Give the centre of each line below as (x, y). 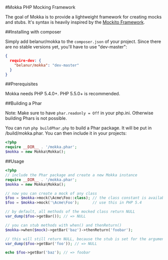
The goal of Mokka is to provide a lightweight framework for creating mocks (83, 17)
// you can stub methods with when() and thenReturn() (63, 225)
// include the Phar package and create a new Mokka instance (71, 175)
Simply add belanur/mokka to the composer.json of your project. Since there (83, 41)
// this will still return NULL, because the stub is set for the (76, 239)
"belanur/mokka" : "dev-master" (47, 65)
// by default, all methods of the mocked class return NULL (70, 212)
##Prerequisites (22, 84)
